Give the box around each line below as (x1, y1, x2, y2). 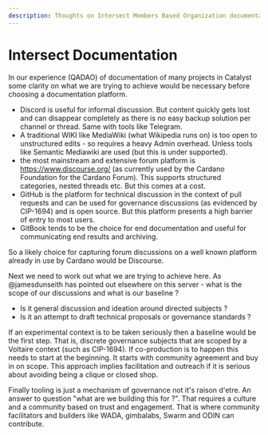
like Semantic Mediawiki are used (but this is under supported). (19, 147, 228, 156)
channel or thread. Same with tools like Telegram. (19, 121, 183, 131)
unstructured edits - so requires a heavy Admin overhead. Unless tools (19, 139, 253, 148)
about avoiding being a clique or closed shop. (8, 370, 158, 379)
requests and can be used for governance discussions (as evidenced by (19, 198, 258, 207)
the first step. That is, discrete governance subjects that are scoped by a (8, 335, 247, 345)
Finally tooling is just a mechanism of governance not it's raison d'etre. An (8, 385, 251, 394)
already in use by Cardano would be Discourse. (8, 256, 164, 265)
